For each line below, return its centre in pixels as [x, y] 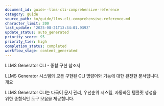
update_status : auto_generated [37, 32]
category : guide [22, 14]
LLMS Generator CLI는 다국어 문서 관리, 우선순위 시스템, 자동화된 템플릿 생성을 [81, 92]
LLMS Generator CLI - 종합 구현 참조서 [43, 65]
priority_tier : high [26, 42]
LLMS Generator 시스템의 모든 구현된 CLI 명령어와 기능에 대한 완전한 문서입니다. [82, 76]
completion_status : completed [36, 46]
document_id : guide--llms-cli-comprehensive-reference [62, 10]
